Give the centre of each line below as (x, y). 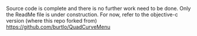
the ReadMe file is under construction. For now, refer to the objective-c (92, 15)
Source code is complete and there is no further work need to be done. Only (98, 8)
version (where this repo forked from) (51, 21)
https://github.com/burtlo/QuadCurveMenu (58, 27)
